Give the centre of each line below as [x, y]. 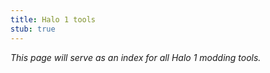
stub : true [33, 29]
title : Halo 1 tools [53, 19]
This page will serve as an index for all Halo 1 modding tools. [136, 57]
